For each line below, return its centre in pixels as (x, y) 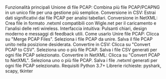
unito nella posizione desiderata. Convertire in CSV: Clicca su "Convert (78, 44)
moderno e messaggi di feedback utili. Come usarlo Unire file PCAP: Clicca (82, 34)
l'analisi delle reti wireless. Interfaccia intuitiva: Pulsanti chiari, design (76, 28)
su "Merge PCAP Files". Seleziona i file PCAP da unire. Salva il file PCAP (79, 39)
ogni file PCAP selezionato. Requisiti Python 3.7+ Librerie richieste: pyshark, (83, 65)
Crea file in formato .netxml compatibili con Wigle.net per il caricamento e (81, 23)
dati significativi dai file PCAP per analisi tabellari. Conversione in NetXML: (82, 18)
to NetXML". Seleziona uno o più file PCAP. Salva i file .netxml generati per (82, 60)
